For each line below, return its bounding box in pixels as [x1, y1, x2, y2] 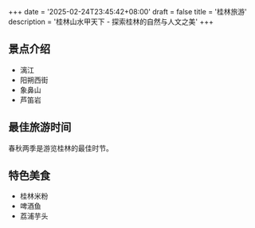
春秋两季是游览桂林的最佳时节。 [8, 143, 113, 153]
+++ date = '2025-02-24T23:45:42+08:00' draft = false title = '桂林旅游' [8, 7, 247, 16]
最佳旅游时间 [8, 120, 72, 134]
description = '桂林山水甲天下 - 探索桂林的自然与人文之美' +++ [8, 17, 214, 26]
